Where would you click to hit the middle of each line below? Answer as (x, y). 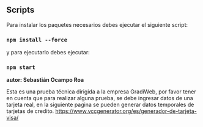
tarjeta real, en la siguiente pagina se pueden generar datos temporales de (100, 105)
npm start (21, 67)
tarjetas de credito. (30, 111)
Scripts (20, 10)
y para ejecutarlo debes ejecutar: (48, 53)
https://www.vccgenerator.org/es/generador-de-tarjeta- (126, 111)
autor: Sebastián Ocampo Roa (45, 80)
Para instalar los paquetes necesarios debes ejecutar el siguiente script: (97, 24)
